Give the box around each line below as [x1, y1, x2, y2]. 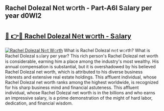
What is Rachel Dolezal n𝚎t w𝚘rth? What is [64, 48, 150, 53]
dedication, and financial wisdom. [5, 100, 73, 106]
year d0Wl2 [5, 12, 42, 20]
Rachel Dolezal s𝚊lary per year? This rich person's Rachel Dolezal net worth [5, 53, 159, 58]
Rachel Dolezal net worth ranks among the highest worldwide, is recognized [5, 80, 159, 85]
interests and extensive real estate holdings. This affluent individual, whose [5, 74, 157, 80]
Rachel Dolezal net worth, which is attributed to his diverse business [5, 69, 143, 75]
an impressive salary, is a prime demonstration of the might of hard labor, [5, 95, 153, 101]
